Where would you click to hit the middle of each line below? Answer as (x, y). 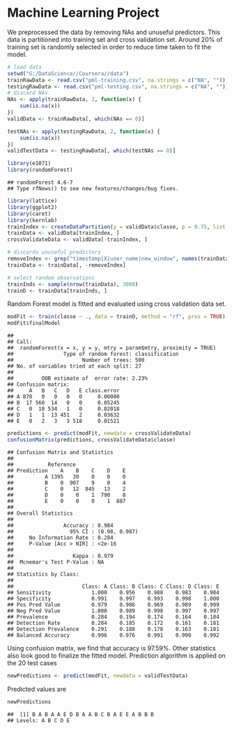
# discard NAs (28, 93)
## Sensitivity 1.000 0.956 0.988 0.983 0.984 (113, 592)
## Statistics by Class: (43, 574)
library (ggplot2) (32, 207)
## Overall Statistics (40, 513)
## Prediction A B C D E (67, 471)
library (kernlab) (32, 220)
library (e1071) (29, 164)
